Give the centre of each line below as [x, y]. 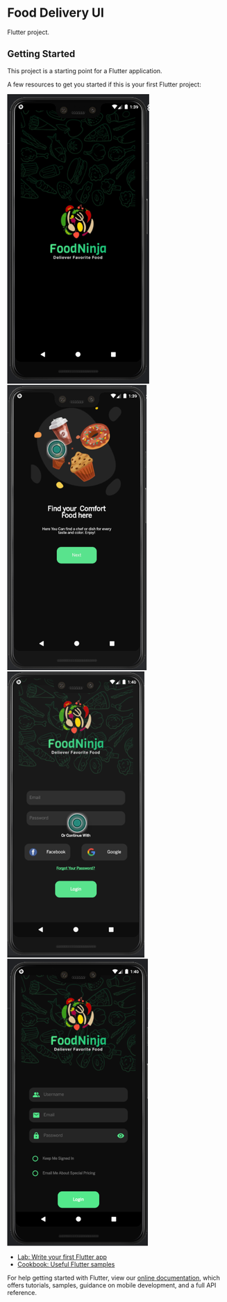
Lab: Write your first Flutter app [62, 1257]
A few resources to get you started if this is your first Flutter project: [104, 84]
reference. [22, 1292]
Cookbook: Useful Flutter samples [66, 1264]
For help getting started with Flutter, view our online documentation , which [114, 1278]
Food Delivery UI [56, 13]
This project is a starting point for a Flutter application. [85, 70]
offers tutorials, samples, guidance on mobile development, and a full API [112, 1285]
